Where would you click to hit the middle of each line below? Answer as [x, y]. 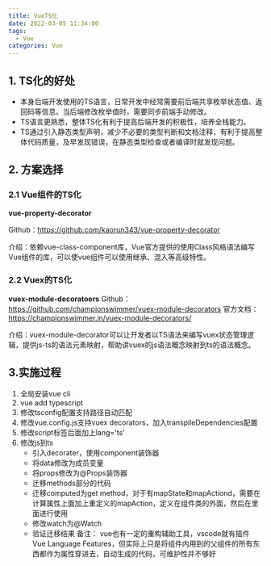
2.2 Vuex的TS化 [40, 279]
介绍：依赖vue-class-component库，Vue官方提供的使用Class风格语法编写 [132, 246]
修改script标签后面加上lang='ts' [72, 432]
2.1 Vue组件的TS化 [45, 195]
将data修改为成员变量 [68, 463]
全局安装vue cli [45, 393]
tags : [17, 31]
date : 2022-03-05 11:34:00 [54, 23]
